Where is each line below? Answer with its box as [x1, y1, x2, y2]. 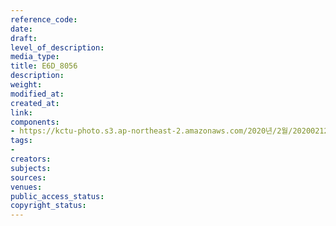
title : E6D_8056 [10, 61, 78, 71]
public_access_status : [10, 191, 105, 201]
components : [10, 117, 60, 127]
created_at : [10, 98, 60, 108]
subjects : [10, 163, 52, 173]
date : [10, 24, 33, 34]
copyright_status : [10, 201, 87, 211]
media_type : [10, 52, 60, 62]
